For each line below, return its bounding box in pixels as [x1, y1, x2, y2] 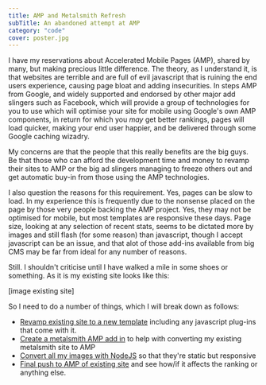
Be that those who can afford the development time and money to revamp [8, 156, 250, 165]
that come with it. [19, 325, 77, 335]
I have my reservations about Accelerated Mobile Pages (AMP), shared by [8, 56, 250, 65]
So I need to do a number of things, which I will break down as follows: [8, 301, 240, 311]
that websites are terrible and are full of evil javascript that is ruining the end [8, 72, 257, 82]
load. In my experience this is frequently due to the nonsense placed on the [8, 196, 256, 206]
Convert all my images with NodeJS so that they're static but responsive [19, 351, 256, 360]
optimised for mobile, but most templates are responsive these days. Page [8, 213, 252, 223]
